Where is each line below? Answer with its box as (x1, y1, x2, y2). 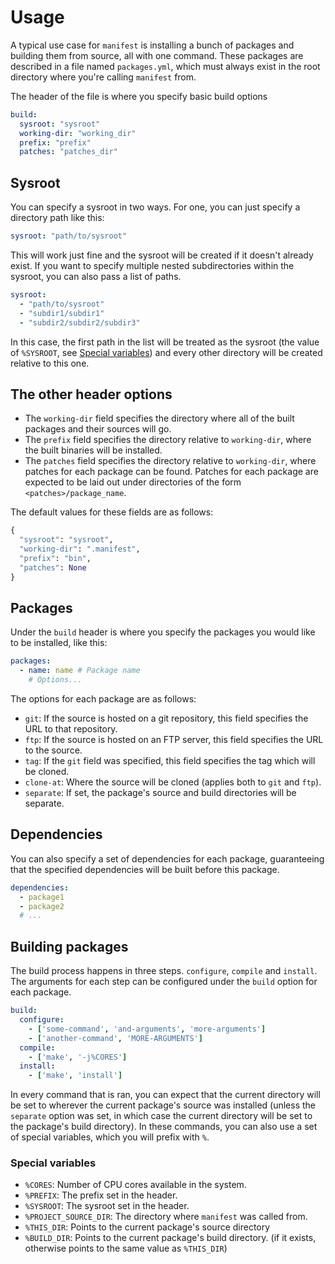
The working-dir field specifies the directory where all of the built (24, 412, 295, 425)
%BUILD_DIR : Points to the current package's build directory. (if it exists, (24, 1232, 317, 1244)
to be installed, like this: (10, 637, 108, 649)
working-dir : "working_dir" (19, 128, 137, 138)
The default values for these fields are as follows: (10, 506, 214, 518)
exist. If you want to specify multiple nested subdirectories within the (10, 260, 295, 271)
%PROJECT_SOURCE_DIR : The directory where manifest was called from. (24, 1211, 308, 1223)
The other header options (10, 386, 173, 403)
